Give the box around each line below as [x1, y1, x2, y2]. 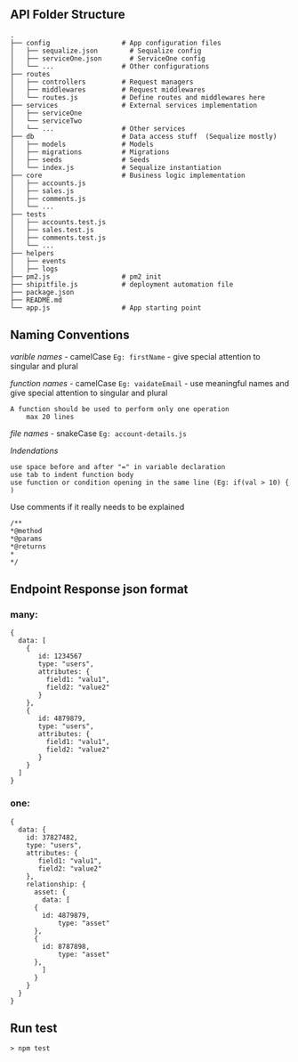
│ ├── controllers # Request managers [10, 77, 194, 86]
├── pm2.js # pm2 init [10, 272, 163, 281]
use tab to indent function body [10, 470, 134, 479]
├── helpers [10, 248, 54, 257]
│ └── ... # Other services [10, 124, 186, 133]
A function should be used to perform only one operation [10, 404, 230, 413]
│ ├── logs [10, 264, 59, 273]
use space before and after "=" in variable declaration [10, 462, 226, 471]
